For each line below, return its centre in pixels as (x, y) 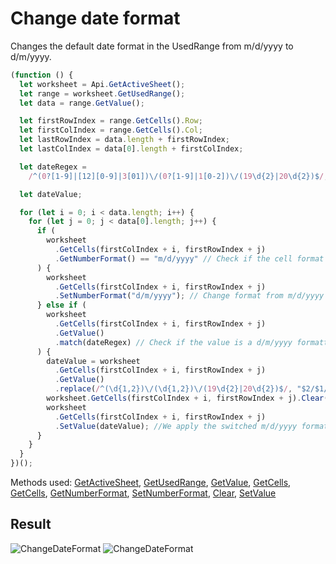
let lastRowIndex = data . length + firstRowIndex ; (124, 140)
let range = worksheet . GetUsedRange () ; (102, 93)
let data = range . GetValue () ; (82, 103)
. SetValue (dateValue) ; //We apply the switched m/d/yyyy (176, 426)
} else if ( (61, 305)
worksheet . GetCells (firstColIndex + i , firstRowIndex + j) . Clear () (189, 398)
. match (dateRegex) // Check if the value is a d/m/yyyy (173, 342)
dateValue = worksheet (93, 361)
